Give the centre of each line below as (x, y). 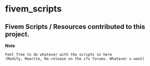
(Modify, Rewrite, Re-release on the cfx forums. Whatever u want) (75, 59)
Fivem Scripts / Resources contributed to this (75, 27)
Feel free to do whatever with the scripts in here (58, 54)
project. (17, 34)
